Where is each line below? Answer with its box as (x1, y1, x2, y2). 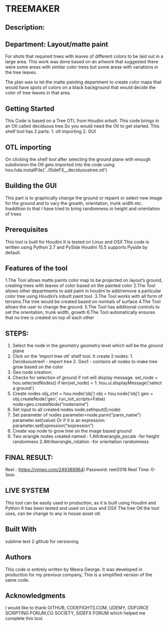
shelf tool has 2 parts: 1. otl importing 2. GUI (5, 129, 96, 135)
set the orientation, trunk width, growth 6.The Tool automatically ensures (5, 309, 155, 316)
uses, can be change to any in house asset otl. (5, 510, 101, 516)
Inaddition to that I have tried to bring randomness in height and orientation (5, 205, 160, 212)
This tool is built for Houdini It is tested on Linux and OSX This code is (5, 239, 149, 245)
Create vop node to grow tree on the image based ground (12, 428, 132, 434)
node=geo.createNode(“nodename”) (12, 401, 89, 407)
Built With (5, 525, 37, 534)
